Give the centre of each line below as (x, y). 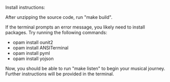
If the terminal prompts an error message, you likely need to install (75, 27)
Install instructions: (25, 7)
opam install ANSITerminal (40, 48)
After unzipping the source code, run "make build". (59, 17)
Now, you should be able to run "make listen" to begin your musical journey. (85, 69)
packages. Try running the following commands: (56, 32)
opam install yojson (33, 59)
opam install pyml (31, 53)
